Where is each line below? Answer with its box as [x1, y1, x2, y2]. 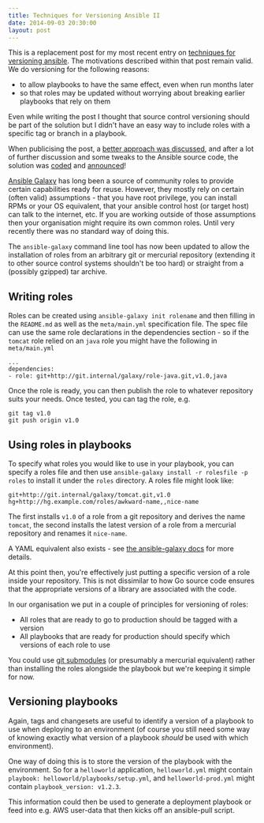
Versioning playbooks [8, 695, 118, 708]
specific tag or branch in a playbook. [8, 129, 128, 138]
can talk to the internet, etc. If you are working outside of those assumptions [8, 210, 256, 220]
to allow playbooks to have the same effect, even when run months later [19, 80, 254, 89]
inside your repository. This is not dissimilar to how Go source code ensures [8, 576, 255, 585]
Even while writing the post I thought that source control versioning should [8, 112, 250, 122]
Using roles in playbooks [8, 438, 132, 451]
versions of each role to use [19, 641, 111, 649]
